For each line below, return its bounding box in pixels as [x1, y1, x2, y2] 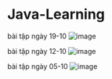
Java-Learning [7, 5, 105, 23]
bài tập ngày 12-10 [7, 46, 67, 56]
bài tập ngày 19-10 [7, 31, 67, 41]
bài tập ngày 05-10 [7, 61, 68, 71]
